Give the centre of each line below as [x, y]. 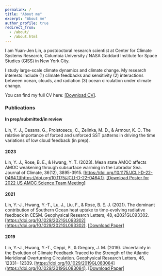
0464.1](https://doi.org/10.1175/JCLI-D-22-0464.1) [55, 178]
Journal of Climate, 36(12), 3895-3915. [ [45, 172]
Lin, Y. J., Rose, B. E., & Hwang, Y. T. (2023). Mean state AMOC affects [76, 162]
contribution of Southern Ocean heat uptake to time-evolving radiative [75, 210]
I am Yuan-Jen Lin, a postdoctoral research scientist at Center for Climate [78, 50]
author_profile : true [27, 23]
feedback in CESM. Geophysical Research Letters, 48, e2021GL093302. [77, 215]
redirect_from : [20, 28]
